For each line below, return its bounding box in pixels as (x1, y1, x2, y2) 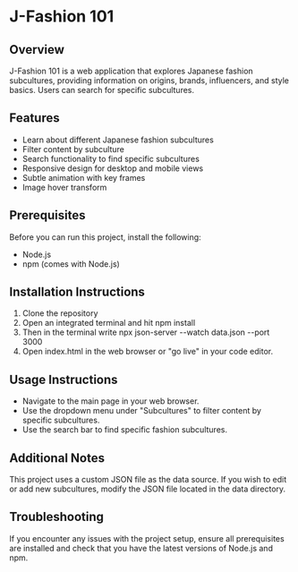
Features (9, 110, 60, 126)
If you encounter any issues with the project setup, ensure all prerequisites (9, 533, 285, 543)
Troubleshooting (9, 509, 105, 525)
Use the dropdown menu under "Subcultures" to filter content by (21, 406, 262, 416)
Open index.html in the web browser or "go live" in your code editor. (21, 346, 274, 357)
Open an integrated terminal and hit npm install (21, 318, 196, 329)
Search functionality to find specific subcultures (21, 153, 200, 164)
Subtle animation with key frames (21, 172, 146, 183)
